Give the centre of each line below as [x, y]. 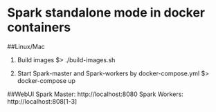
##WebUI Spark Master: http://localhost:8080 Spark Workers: [95, 94]
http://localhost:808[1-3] [42, 101]
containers [39, 27]
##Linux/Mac [26, 46]
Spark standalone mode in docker [106, 13]
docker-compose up [46, 80]
